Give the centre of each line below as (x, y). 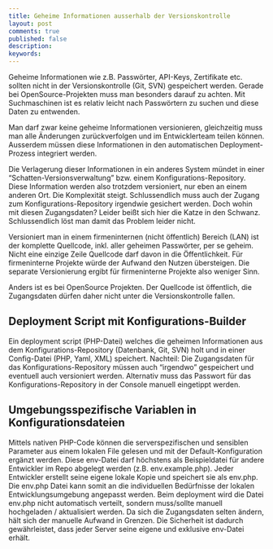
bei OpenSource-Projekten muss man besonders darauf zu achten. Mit (127, 94)
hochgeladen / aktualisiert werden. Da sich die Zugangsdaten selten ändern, (136, 512)
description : (30, 46)
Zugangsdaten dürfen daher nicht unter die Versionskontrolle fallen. (122, 296)
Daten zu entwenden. (44, 112)
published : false (38, 39)
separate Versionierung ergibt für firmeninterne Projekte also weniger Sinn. (134, 271)
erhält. (19, 538)
